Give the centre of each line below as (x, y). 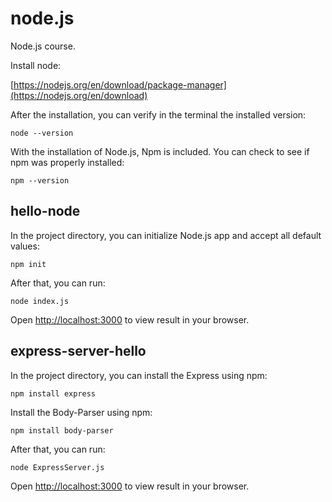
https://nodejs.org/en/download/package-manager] (120, 84)
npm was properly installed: (67, 162)
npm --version (40, 180)
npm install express (53, 393)
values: (25, 246)
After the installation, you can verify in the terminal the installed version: (158, 114)
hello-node (45, 211)
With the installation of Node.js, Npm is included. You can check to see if (160, 151)
